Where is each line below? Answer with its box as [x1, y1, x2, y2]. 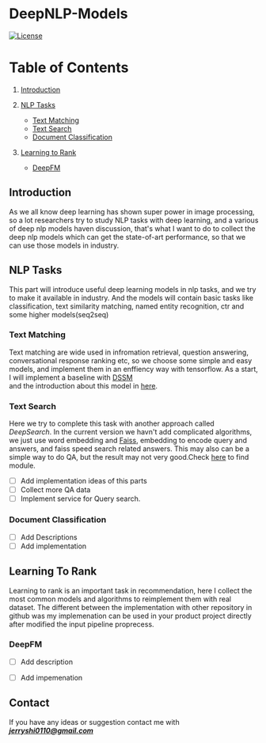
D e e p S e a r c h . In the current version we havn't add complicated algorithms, [9, 427, 253, 437]
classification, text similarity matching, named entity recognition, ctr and [9, 301, 245, 311]
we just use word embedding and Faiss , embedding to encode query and [9, 436, 248, 445]
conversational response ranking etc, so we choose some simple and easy [9, 355, 253, 365]
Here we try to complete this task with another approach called [9, 419, 215, 428]
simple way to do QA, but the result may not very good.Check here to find [9, 453, 249, 462]
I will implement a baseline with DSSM [9, 373, 133, 382]
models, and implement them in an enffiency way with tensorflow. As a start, [9, 364, 258, 373]
